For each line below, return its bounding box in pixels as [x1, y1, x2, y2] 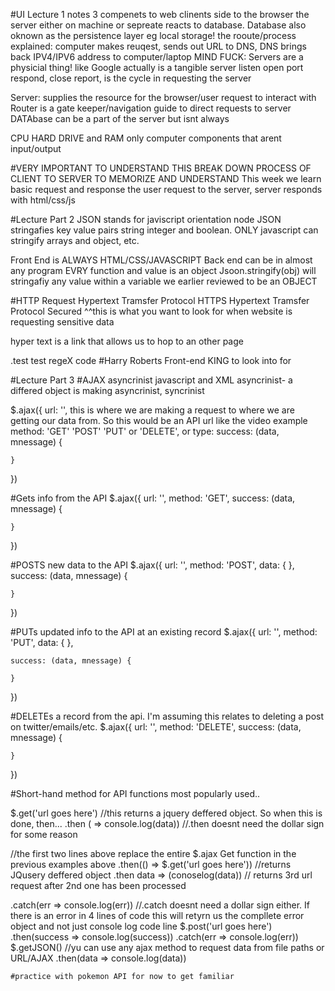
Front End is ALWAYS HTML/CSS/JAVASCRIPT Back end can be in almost [10, 254, 313, 266]
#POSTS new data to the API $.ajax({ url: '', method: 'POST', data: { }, [10, 559, 295, 571]
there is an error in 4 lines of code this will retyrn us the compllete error [10, 910, 305, 921]
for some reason [10, 829, 78, 840]
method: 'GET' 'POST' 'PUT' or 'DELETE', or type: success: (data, [10, 425, 280, 437]
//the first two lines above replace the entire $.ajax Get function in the [10, 848, 297, 859]
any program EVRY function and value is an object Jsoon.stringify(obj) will [10, 265, 317, 276]
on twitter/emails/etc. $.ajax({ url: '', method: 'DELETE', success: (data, [10, 721, 302, 733]
